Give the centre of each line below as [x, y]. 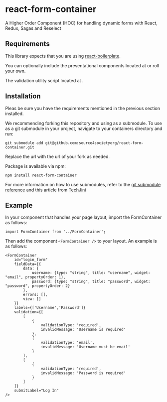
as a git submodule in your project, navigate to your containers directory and [84, 129]
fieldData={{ [28, 264]
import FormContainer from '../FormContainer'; [56, 232]
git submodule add [24, 143]
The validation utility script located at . [44, 80]
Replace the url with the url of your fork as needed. [58, 156]
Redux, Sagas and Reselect [33, 28]
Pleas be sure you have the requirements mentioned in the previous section [83, 108]
